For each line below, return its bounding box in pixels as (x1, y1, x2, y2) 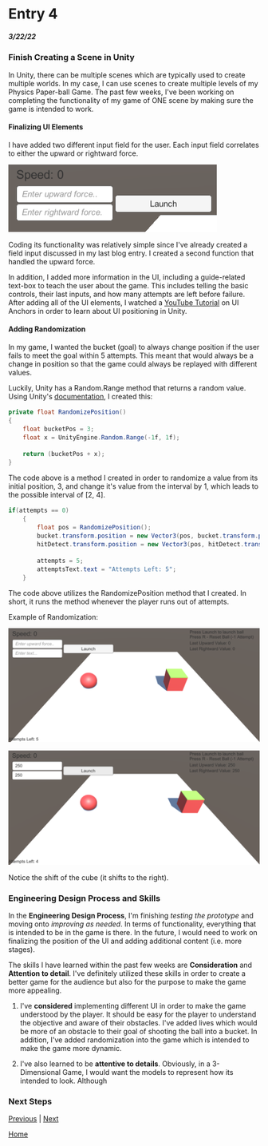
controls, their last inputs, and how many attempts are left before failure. (8, 289, 246, 299)
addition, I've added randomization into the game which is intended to (19, 1035, 250, 1045)
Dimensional (19, 1067, 61, 1077)
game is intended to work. (8, 104, 94, 113)
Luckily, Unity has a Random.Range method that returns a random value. (8, 383, 246, 392)
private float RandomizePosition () (8, 408, 127, 416)
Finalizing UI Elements (8, 122, 84, 132)
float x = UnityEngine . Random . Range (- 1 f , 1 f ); (22, 433, 180, 442)
